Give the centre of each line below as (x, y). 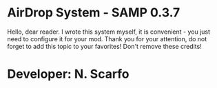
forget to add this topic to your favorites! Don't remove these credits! (104, 46)
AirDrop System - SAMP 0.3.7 (94, 13)
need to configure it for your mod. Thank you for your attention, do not (107, 38)
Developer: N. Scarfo (68, 74)
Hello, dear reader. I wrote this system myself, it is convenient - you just (109, 32)
